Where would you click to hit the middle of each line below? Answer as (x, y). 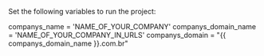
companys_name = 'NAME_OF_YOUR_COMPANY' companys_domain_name (132, 26)
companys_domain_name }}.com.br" (69, 43)
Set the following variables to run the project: (82, 11)
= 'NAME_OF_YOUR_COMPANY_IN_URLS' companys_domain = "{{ (117, 35)
